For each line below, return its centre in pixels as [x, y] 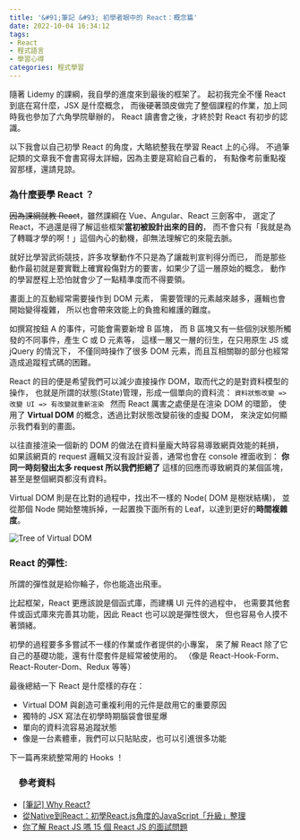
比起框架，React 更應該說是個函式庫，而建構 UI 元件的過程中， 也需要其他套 [150, 603]
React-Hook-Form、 [247, 656]
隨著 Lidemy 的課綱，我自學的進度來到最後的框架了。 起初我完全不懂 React [148, 94]
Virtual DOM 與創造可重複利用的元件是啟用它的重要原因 [124, 705]
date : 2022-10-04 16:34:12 [60, 26]
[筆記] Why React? [56, 804]
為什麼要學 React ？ [52, 194]
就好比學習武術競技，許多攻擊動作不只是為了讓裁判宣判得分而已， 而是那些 [148, 257]
